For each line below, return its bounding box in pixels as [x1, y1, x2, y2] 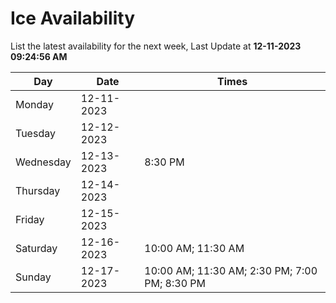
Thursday [15, 183, 61, 197]
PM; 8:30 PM [144, 276, 206, 290]
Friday [15, 212, 45, 226]
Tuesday [15, 126, 56, 140]
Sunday [15, 270, 52, 284]
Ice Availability [10, 7, 135, 30]
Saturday [15, 241, 58, 255]
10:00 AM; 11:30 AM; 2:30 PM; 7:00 [144, 263, 318, 277]
